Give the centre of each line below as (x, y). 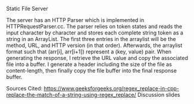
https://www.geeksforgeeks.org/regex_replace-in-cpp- (112, 88)
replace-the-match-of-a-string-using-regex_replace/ (71, 95)
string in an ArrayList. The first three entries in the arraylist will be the (91, 39)
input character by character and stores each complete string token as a (95, 33)
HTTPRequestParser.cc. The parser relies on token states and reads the (94, 26)
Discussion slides (159, 95)
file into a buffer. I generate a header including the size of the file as (89, 64)
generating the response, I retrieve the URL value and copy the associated (97, 58)
